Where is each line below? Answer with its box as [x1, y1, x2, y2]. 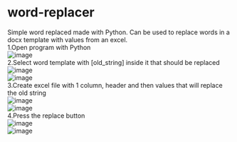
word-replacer [7, 4, 95, 21]
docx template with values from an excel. [7, 35, 128, 44]
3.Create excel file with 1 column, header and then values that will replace [7, 81, 223, 89]
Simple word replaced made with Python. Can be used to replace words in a [7, 28, 230, 36]
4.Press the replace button [7, 111, 85, 120]
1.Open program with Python [7, 43, 91, 51]
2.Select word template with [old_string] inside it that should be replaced [7, 58, 221, 66]
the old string [7, 88, 46, 97]
